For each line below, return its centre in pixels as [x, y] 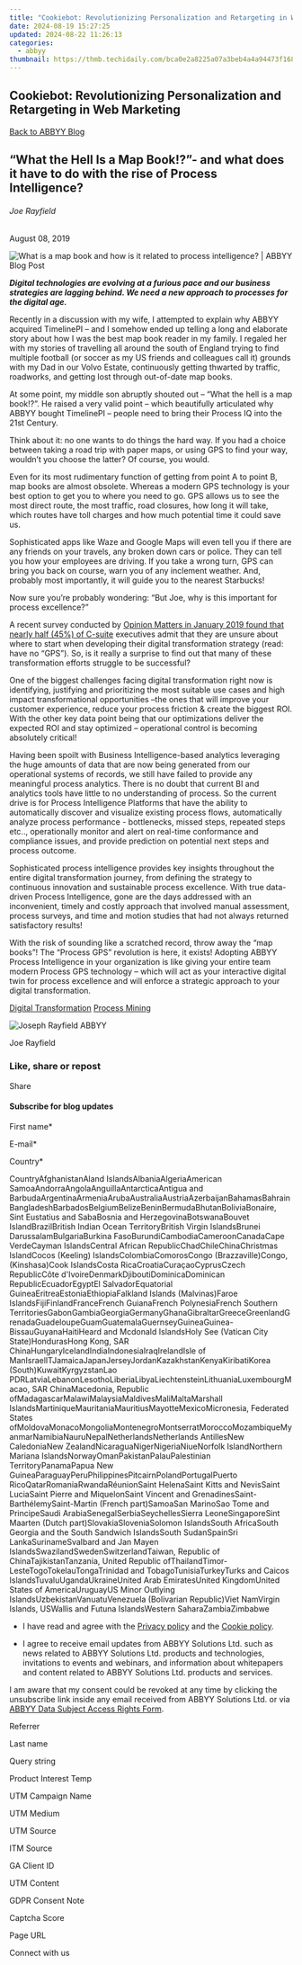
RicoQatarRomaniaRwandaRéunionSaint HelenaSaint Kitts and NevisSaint [145, 1484]
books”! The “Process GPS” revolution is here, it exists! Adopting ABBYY [143, 952]
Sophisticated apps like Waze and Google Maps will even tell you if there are [151, 542]
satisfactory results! [46, 925]
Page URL [28, 1935]
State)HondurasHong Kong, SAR [69, 1341]
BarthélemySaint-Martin [53, 1504]
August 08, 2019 [40, 238]
